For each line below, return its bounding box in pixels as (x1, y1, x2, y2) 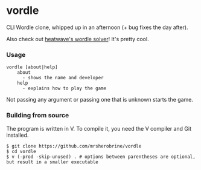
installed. (6, 131, 29, 139)
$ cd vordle (6, 148, 36, 154)
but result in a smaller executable (6, 159, 98, 165)
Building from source (6, 111, 69, 120)
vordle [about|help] (6, 64, 59, 70)
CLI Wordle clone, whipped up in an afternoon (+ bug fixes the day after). (6, 24, 188, 31)
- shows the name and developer (22, 75, 104, 81)
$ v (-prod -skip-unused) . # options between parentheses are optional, (6, 154, 196, 160)
